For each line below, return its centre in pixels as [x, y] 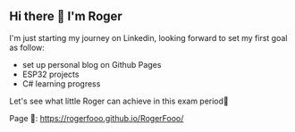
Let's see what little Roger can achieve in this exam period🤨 [119, 101]
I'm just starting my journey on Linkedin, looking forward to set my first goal [148, 37]
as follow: [27, 47]
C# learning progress [61, 83]
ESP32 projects [51, 74]
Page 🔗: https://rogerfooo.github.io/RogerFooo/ [97, 118]
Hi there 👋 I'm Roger [66, 16]
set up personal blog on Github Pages [92, 64]
